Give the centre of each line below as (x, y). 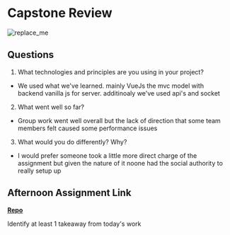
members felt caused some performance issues (87, 128)
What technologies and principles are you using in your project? (110, 71)
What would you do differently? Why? (72, 142)
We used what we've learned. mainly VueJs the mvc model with (110, 86)
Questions (31, 55)
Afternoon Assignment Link (69, 193)
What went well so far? (51, 107)
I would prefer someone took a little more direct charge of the (107, 155)
